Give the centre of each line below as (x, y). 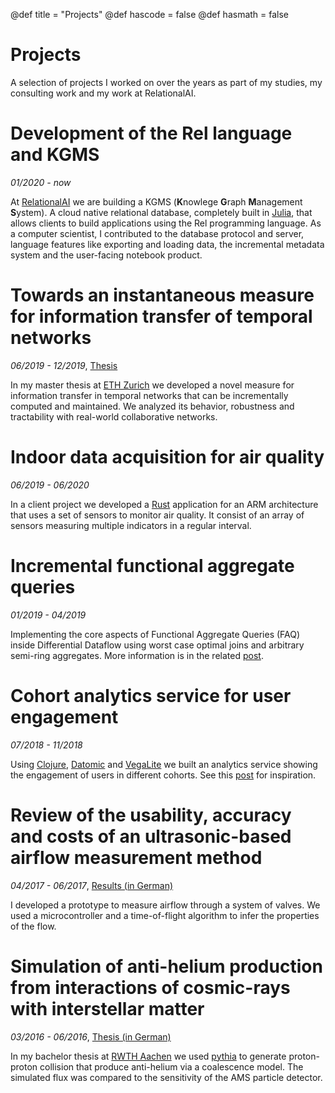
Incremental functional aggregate (152, 565)
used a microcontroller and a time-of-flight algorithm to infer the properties (165, 915)
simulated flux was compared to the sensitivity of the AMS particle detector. (166, 1077)
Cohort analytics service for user (151, 695)
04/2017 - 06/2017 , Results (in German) (92, 885)
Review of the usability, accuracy (151, 815)
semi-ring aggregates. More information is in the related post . (137, 655)
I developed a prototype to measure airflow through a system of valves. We (165, 905)
